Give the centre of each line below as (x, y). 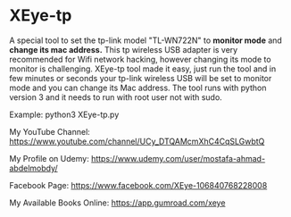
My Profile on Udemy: (49, 158)
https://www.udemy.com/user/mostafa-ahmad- (178, 158)
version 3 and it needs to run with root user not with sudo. (116, 97)
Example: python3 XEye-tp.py (64, 114)
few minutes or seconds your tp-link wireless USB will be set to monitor (141, 78)
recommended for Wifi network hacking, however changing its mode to (140, 59)
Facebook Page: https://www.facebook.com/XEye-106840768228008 (138, 185)
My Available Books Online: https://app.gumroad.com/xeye (117, 203)
